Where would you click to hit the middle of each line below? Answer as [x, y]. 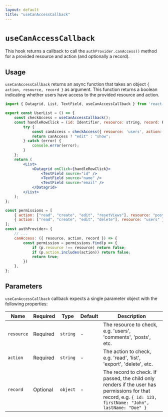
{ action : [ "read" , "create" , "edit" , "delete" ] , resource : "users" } [89, 220]
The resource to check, [130, 324]
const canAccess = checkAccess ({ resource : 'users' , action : [97, 131]
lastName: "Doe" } [125, 407]
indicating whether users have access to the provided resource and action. [82, 95]
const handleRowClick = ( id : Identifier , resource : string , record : [87, 122]
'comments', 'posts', [127, 337]
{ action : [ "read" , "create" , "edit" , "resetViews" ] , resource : [82, 215]
